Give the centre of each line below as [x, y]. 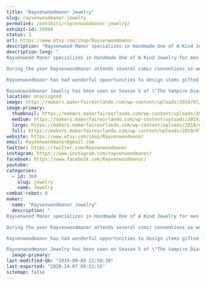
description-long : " [33, 52]
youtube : [17, 165]
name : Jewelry [35, 188]
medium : [22, 119]
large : [20, 125]
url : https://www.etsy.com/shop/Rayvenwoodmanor [70, 40]
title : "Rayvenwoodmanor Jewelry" [51, 12]
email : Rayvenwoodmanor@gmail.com [51, 142]
